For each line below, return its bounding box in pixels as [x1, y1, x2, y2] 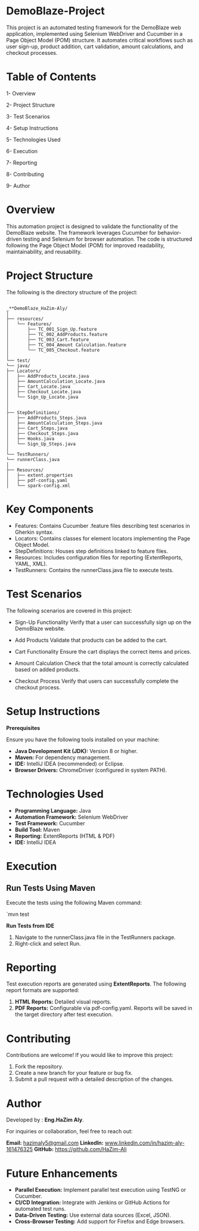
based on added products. [14, 666, 80, 673]
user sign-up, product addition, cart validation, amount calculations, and [6, 43, 184, 50]
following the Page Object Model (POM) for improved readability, [6, 241, 165, 248]
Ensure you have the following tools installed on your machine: [6, 736, 160, 743]
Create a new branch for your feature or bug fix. [14, 1070, 133, 1077]
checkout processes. [6, 49, 58, 56]
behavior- [157, 229, 182, 236]
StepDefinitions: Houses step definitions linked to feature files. [14, 547, 169, 555]
